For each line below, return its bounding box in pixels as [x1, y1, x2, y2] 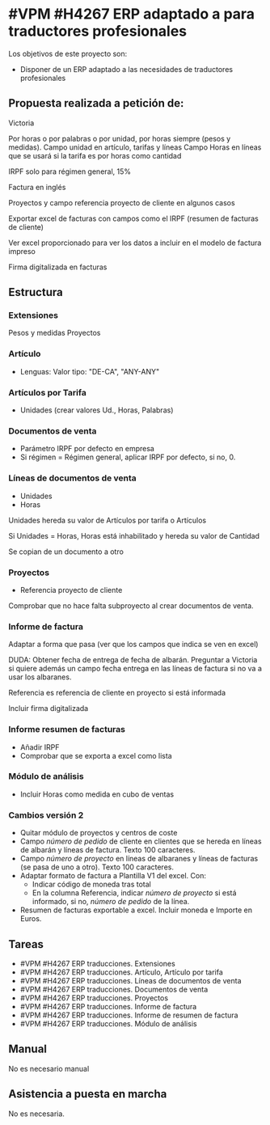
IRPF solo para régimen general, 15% [8, 167, 132, 176]
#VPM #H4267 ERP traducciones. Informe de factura [19, 1001, 197, 1011]
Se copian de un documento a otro [8, 547, 124, 556]
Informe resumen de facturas [8, 724, 125, 735]
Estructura [8, 285, 63, 299]
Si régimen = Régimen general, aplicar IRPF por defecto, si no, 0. [19, 452, 236, 462]
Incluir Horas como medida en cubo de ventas [19, 789, 175, 799]
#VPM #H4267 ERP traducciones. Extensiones [19, 958, 175, 968]
